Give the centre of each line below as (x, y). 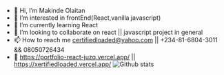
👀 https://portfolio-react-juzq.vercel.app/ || (74, 57)
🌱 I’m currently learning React (56, 25)
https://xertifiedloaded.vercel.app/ (62, 64)
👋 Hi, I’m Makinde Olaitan (49, 11)
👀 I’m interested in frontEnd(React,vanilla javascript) (87, 18)
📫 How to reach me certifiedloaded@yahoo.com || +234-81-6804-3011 (116, 40)
